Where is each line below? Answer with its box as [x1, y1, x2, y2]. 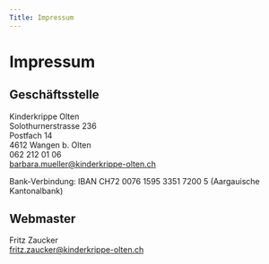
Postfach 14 [9, 130, 53, 141]
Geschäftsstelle [9, 87, 100, 103]
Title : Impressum [9, 13, 74, 22]
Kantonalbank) [9, 185, 64, 196]
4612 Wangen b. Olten [9, 140, 91, 150]
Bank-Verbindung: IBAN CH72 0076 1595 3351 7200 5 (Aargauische [9, 175, 260, 186]
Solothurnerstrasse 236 [9, 120, 97, 131]
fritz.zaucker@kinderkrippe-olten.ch [9, 244, 144, 255]
